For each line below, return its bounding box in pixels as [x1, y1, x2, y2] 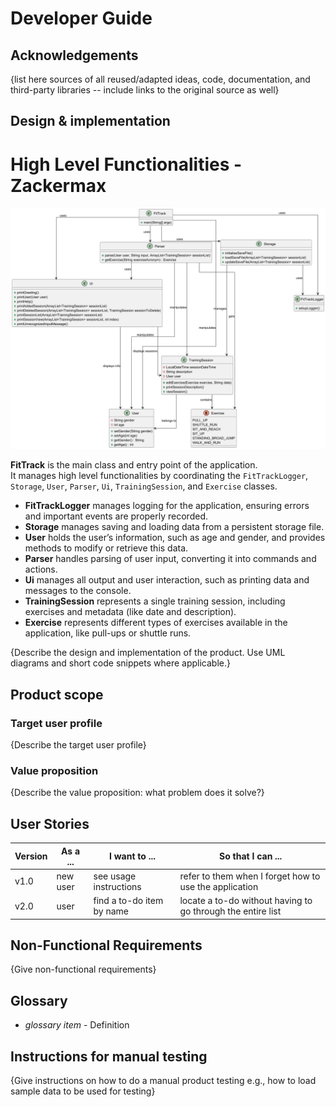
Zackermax [10, 174, 107, 197]
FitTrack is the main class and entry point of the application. [10, 459, 258, 471]
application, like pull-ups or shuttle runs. [24, 627, 192, 639]
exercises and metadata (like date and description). [24, 606, 237, 618]
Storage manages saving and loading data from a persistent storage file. [24, 521, 325, 533]
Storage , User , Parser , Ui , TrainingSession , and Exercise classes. [10, 480, 278, 492]
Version [14, 850, 48, 862]
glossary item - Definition [24, 1019, 130, 1031]
